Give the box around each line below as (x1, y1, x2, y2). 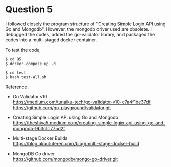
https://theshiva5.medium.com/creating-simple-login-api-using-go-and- (12, 119, 166, 126)
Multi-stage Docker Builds (12, 135, 68, 141)
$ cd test (5, 70, 27, 75)
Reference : (5, 83, 30, 90)
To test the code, (5, 47, 41, 53)
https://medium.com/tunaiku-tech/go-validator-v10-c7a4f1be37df (12, 99, 151, 105)
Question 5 (5, 4, 53, 15)
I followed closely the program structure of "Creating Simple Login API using (5, 20, 166, 27)
